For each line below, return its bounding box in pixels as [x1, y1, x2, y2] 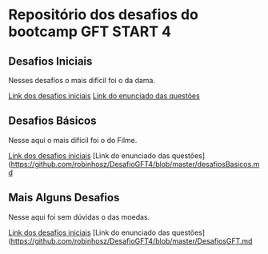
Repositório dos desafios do [8, 6, 198, 24]
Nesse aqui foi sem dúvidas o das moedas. [8, 212, 150, 221]
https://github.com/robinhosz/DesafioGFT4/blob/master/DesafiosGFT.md [10, 236, 253, 245]
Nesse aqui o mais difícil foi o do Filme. [8, 135, 138, 145]
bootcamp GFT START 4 [8, 22, 172, 41]
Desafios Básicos [8, 114, 97, 128]
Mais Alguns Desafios [8, 191, 120, 204]
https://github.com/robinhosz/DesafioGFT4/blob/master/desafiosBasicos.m [10, 159, 260, 169]
